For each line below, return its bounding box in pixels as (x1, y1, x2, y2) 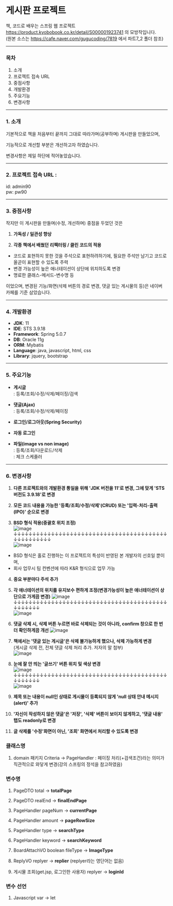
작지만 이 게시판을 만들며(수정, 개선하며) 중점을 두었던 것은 (6, 220, 123, 226)
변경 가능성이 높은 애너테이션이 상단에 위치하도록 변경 (13, 265, 121, 272)
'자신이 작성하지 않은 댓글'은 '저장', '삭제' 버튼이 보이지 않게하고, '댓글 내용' (13, 711, 163, 717)
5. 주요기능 (6, 372, 31, 379)
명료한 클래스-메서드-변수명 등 (13, 272, 74, 278)
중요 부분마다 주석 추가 (13, 576, 59, 583)
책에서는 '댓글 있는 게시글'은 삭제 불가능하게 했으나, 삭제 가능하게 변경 (13, 638, 152, 644)
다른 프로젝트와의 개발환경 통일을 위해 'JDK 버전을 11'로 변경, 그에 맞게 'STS (13, 485, 165, 491)
